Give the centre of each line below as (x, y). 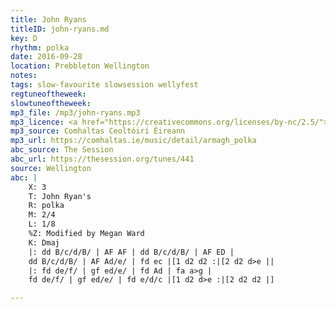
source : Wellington (51, 168)
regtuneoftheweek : (48, 94)
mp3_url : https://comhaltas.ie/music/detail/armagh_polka (133, 141)
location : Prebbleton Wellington (80, 66)
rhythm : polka (40, 47)
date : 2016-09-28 (46, 57)
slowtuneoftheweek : (51, 103)
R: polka (46, 206)
